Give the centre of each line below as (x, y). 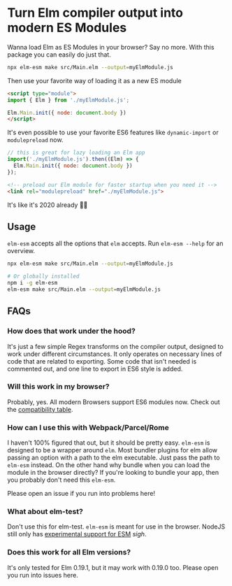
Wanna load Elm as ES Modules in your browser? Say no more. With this (111, 47)
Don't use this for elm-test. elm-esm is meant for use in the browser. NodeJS (116, 527)
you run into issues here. (43, 575)
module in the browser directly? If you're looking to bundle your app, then (113, 473)
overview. (21, 251)
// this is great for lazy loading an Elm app (76, 153)
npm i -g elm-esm (32, 283)
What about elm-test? (45, 512)
